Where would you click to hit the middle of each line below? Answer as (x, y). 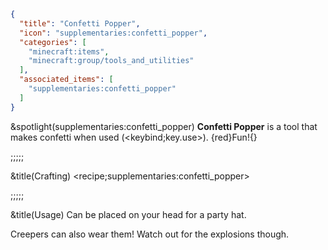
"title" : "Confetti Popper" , (80, 23)
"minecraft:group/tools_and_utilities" (111, 61)
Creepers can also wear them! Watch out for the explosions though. (150, 234)
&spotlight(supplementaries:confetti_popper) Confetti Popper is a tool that (164, 126)
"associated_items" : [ (66, 80)
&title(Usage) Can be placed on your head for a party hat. (128, 214)
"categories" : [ (53, 42)
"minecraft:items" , (69, 51)
